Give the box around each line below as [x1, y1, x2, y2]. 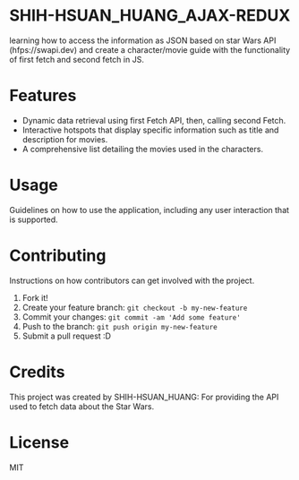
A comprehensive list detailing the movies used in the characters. [21, 143, 264, 154]
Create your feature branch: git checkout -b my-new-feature [21, 302, 248, 313]
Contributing [9, 245, 107, 265]
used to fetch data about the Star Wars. [9, 400, 155, 412]
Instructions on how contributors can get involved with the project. [9, 275, 255, 286]
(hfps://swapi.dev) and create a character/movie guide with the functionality [9, 44, 291, 55]
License [9, 432, 70, 452]
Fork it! [21, 292, 49, 303]
